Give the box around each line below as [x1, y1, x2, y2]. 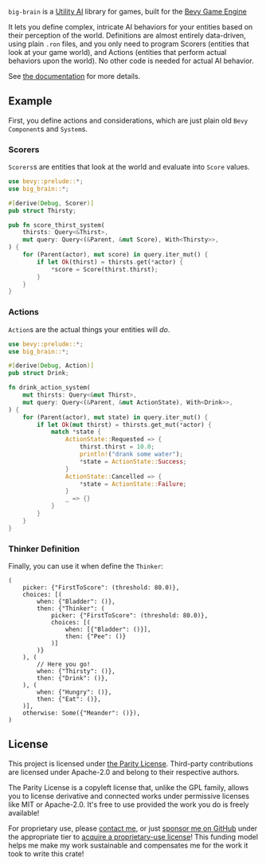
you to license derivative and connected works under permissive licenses [8, 791, 249, 800]
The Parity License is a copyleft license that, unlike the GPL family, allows [8, 782, 249, 792]
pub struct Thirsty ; [8, 206, 77, 214]
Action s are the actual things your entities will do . [8, 324, 170, 334]
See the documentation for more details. [8, 72, 141, 80]
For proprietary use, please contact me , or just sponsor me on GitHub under [8, 824, 258, 833]
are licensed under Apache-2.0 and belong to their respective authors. [8, 767, 240, 777]
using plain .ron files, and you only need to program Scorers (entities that [8, 39, 249, 49]
